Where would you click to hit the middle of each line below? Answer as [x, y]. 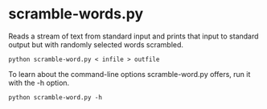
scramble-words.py [76, 14]
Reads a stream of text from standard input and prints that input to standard [133, 36]
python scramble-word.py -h [55, 97]
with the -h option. [39, 83]
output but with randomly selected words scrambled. [96, 44]
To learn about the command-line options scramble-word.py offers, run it [129, 74]
